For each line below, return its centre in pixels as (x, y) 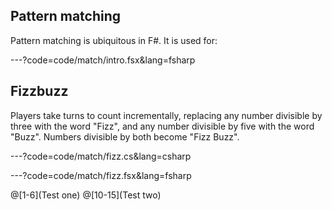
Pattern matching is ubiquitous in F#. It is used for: (114, 40)
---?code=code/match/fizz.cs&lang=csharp (101, 156)
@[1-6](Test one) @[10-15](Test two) (86, 195)
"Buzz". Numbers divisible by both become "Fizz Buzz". (125, 136)
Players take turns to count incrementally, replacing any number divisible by (166, 115)
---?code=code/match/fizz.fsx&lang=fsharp (101, 175)
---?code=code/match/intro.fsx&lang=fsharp (103, 60)
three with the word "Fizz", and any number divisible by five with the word (162, 126)
